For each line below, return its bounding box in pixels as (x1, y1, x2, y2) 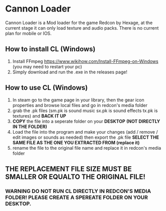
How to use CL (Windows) (5, 83, 88, 92)
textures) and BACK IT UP (12, 113, 66, 119)
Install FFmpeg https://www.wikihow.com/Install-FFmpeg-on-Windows (12, 58, 159, 64)
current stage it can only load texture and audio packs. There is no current (5, 25, 159, 31)
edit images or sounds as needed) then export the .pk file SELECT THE (12, 134, 159, 140)
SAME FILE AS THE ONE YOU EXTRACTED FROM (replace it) (12, 139, 140, 146)
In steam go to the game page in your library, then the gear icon (12, 96, 144, 103)
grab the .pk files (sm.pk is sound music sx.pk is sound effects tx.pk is (12, 108, 158, 114)
